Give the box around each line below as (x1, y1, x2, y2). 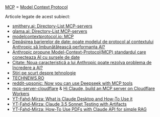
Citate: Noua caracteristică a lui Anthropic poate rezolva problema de (12, 60, 152, 65)
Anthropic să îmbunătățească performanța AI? (12, 44, 105, 49)
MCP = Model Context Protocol (5, 4, 68, 10)
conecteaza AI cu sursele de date (12, 54, 80, 60)
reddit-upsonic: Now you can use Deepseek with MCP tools (12, 80, 133, 86)
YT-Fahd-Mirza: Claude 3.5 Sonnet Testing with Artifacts (12, 101, 127, 107)
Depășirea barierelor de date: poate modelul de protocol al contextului (12, 39, 154, 45)
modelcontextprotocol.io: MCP (12, 34, 74, 39)
